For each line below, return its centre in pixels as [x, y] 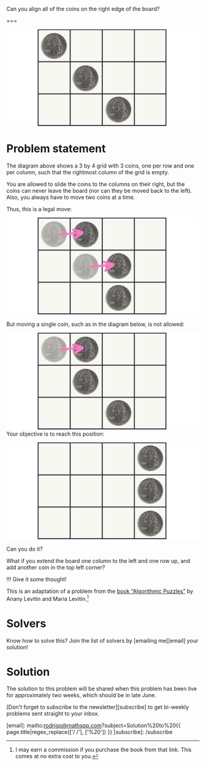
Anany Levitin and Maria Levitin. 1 [48, 598]
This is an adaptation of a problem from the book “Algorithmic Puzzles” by [100, 591]
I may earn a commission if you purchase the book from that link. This [103, 750]
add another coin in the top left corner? [56, 567]
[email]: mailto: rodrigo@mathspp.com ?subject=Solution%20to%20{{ [93, 725]
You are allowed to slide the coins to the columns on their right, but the [96, 184]
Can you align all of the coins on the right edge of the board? [83, 9]
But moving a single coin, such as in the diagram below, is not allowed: [96, 324]
